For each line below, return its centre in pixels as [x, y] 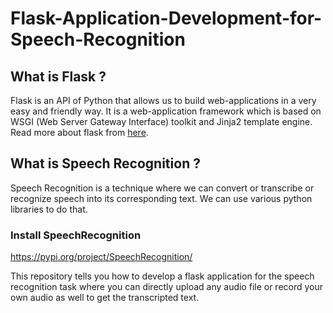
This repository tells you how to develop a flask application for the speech [162, 276]
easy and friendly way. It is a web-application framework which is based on [166, 111]
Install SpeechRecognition [76, 235]
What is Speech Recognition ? [105, 163]
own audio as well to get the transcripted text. [105, 298]
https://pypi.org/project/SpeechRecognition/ [101, 257]
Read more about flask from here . [79, 132]
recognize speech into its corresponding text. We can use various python [161, 198]
